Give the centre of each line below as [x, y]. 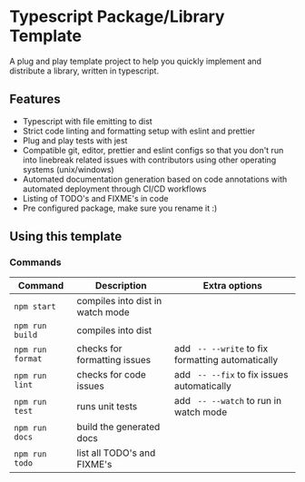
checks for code [112, 375]
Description [121, 286]
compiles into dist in [119, 301]
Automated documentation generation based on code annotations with [155, 179]
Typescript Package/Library [117, 17]
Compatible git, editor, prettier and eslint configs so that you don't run [153, 150]
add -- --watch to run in [228, 401]
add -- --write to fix [221, 349]
